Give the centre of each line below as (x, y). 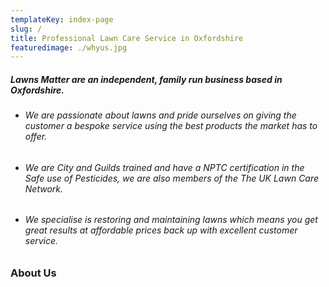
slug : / (26, 29)
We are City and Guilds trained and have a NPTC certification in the (164, 167)
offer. (36, 137)
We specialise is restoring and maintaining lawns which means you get (171, 220)
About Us (33, 273)
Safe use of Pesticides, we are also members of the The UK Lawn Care (172, 178)
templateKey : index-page (62, 19)
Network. (44, 188)
